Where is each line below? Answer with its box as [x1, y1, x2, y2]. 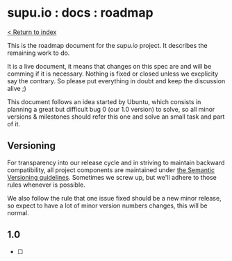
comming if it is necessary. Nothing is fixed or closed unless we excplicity [7, 69, 219, 78]
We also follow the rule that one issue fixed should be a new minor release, [7, 194, 222, 202]
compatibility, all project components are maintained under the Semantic [7, 165, 215, 174]
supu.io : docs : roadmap [7, 5, 154, 21]
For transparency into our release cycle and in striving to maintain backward [7, 158, 225, 167]
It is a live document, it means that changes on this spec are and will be [7, 62, 212, 70]
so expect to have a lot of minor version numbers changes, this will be [7, 201, 208, 210]
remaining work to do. [7, 49, 70, 57]
